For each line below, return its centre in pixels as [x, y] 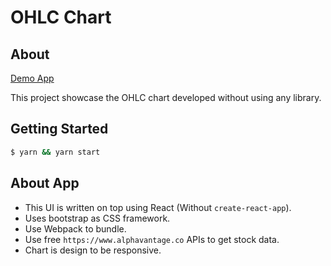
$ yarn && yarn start [55, 152]
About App [45, 183]
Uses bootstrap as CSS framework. [97, 218]
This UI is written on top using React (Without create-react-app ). [158, 207]
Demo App [32, 78]
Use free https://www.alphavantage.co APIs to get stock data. [152, 239]
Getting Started [59, 129]
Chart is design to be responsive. [93, 250]
